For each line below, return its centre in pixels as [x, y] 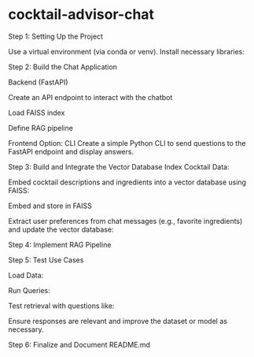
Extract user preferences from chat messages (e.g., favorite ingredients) [125, 221]
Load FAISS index [37, 113]
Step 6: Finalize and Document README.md [79, 344]
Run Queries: [29, 290]
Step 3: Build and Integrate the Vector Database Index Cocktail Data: [119, 166]
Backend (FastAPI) [38, 82]
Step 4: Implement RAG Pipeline [60, 244]
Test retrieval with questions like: [61, 306]
